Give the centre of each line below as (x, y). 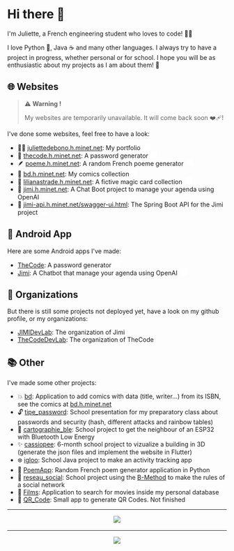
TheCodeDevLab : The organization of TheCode (86, 340)
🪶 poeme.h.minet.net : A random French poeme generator (100, 163)
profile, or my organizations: (48, 319)
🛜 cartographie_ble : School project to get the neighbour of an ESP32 (116, 430)
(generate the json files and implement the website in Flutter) (105, 452)
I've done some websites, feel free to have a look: (78, 134)
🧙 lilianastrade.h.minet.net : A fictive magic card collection (100, 181)
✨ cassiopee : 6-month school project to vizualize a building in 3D (111, 444)
